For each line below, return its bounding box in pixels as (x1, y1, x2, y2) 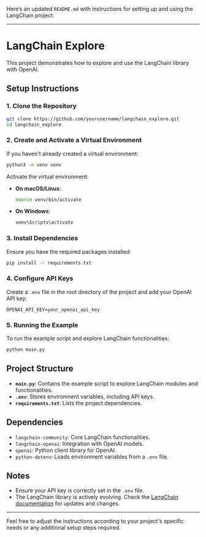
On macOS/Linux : (15, 185, 61, 192)
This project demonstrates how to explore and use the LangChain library (6, 59, 189, 66)
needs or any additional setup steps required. (6, 524, 121, 531)
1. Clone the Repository (6, 102, 77, 110)
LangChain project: (6, 12, 55, 19)
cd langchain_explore (6, 121, 62, 128)
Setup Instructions (6, 83, 79, 94)
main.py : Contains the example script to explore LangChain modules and (15, 379, 198, 387)
